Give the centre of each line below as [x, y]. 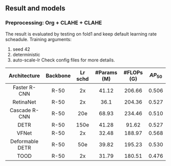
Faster [20, 87]
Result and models [35, 8]
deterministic [26, 54]
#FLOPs [134, 72]
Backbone [58, 76]
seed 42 [21, 49]
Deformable [24, 141]
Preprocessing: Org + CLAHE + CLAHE [54, 23]
